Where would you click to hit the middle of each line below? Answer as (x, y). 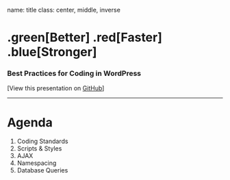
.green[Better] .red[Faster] (85, 38)
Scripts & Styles (39, 149)
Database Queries (42, 170)
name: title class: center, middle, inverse (64, 10)
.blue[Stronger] (52, 52)
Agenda (30, 122)
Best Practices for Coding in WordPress (74, 73)
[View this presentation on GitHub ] (56, 88)
